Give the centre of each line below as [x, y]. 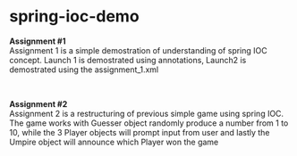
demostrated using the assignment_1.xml [84, 70]
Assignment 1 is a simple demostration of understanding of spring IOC [138, 50]
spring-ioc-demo [75, 16]
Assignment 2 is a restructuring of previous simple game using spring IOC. [147, 113]
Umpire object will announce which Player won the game [114, 142]
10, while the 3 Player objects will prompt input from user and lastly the [140, 132]
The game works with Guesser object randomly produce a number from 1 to [149, 123]
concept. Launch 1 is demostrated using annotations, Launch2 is [128, 60]
